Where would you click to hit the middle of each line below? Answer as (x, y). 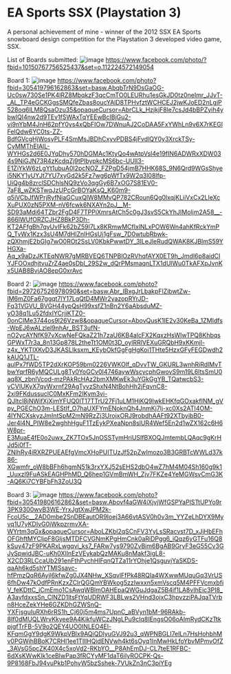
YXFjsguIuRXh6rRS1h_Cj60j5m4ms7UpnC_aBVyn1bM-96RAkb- (97, 611)
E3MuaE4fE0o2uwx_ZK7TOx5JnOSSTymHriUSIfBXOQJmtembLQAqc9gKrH (114, 437)
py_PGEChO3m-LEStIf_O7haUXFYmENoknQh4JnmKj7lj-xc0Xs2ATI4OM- (110, 408)
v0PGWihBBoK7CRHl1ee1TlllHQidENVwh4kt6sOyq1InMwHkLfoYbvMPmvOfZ (115, 641)
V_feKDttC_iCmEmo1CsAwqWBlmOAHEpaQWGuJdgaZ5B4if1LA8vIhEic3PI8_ (115, 589)
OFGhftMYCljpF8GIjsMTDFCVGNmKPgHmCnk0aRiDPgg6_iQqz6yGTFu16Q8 (115, 538)
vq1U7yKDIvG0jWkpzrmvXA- (48, 524)
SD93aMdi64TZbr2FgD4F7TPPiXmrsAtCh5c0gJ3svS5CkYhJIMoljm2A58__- (115, 212)
